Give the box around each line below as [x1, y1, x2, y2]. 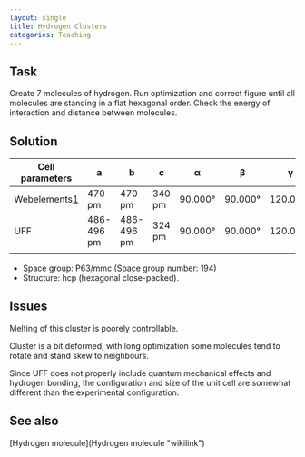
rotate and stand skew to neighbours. [9, 350, 150, 361]
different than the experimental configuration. [9, 387, 180, 398]
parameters [20, 172, 73, 184]
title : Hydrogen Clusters [9, 22, 107, 31]
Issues [9, 299, 48, 314]
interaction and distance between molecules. [9, 107, 178, 118]
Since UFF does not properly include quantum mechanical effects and [9, 367, 271, 378]
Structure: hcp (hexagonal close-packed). [22, 273, 180, 283]
